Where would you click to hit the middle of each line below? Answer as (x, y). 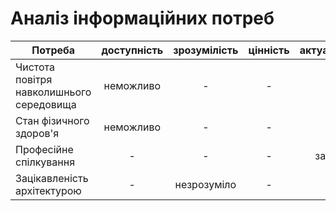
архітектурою (48, 190)
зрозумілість (206, 50)
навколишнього (53, 92)
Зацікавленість (52, 178)
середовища (46, 104)
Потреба (53, 50)
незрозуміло (205, 184)
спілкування (45, 162)
